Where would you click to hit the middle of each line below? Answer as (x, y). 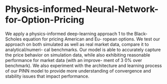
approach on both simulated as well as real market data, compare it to (77, 44)
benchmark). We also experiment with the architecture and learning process (83, 65)
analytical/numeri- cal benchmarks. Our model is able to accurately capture (83, 49)
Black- (141, 33)
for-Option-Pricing (45, 20)
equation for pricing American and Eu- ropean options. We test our (91, 39)
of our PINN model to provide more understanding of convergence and (78, 70)
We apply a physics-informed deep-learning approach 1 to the (69, 33)
